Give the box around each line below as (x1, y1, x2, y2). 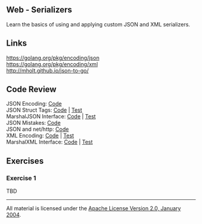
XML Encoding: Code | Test (6, 132, 74, 139)
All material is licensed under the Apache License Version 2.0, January (6, 205, 182, 212)
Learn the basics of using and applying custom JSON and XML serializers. (6, 20, 191, 28)
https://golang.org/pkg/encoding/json (6, 54, 100, 61)
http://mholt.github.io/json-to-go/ (6, 67, 89, 74)
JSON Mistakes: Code (6, 120, 61, 127)
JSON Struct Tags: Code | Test (6, 106, 82, 114)
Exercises (6, 156, 44, 166)
